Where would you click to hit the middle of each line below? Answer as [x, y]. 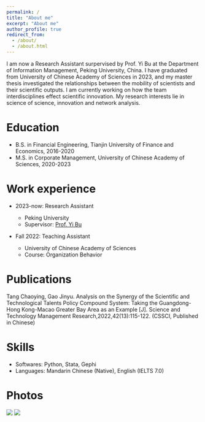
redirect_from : [26, 35]
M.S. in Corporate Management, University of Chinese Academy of [100, 158]
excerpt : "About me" [33, 23]
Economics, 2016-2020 [45, 151]
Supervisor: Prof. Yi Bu [53, 224]
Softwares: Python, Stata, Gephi [56, 364]
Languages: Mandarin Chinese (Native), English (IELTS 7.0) [90, 370]
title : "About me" [30, 18]
